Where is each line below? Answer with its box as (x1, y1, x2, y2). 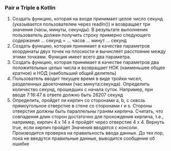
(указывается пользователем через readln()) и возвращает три (12, 21, 151, 27)
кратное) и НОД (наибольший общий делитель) (12, 70, 117, 76)
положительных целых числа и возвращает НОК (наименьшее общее (12, 64, 165, 71)
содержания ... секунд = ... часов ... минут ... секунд (12, 37, 127, 44)
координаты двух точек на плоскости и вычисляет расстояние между (12, 48, 166, 55)
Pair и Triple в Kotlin (5, 4, 56, 11)
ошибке (12, 141, 29, 147)
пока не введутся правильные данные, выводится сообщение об (12, 135, 155, 142)
